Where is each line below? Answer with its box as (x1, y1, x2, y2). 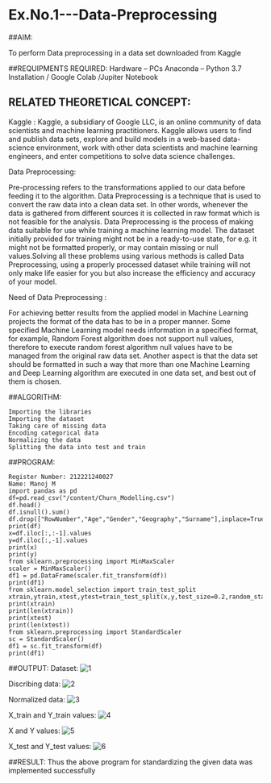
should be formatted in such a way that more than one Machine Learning (8, 359, 250, 369)
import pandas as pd (8, 486, 78, 495)
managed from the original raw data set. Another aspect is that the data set (8, 351, 258, 360)
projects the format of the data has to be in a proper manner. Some (8, 316, 231, 326)
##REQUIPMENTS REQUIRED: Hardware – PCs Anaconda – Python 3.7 (8, 63, 242, 73)
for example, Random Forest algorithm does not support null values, (8, 333, 234, 344)
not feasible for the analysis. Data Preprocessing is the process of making (8, 216, 254, 227)
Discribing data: (8, 679, 61, 689)
